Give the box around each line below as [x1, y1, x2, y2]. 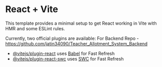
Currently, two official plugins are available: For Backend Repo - [5, 35, 139, 41]
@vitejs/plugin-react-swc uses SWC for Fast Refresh [12, 55, 124, 61]
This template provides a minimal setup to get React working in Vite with [5, 20, 157, 26]
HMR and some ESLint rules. [5, 25, 65, 31]
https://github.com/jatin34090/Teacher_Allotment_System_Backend [5, 40, 148, 46]
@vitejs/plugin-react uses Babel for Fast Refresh [12, 50, 115, 56]
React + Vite [5, 4, 59, 15]
